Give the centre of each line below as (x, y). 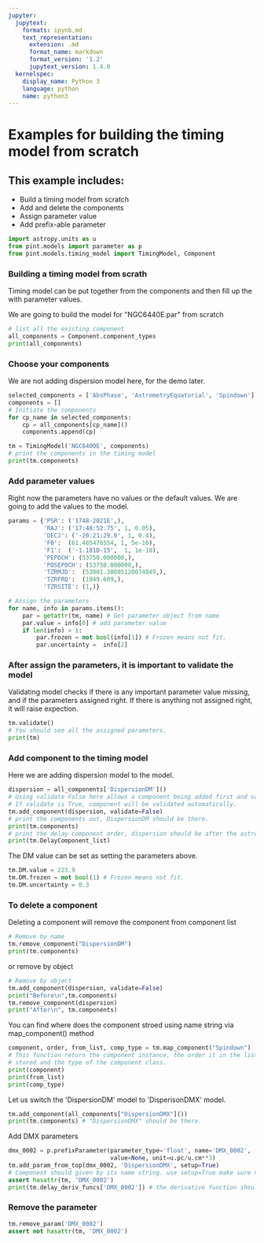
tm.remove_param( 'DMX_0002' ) (56, 1224)
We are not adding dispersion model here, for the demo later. (107, 381)
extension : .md (54, 45)
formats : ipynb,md (52, 30)
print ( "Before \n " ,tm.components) (63, 995)
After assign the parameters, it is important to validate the (121, 665)
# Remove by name (37, 937)
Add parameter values (51, 481)
